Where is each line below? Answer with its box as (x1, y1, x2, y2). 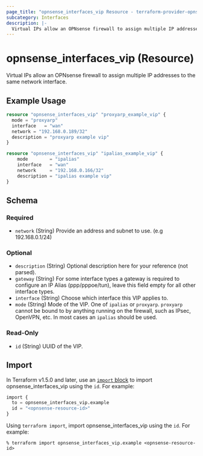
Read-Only (6, 329, 39, 337)
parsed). (14, 269, 36, 276)
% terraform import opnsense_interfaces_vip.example (6, 440, 142, 446)
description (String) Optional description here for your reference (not (14, 262, 188, 269)
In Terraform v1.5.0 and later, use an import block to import (6, 376, 153, 384)
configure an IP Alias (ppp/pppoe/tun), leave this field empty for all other (14, 281, 196, 289)
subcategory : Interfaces (6, 14, 69, 21)
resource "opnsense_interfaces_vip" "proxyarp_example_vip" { (6, 112, 166, 118)
